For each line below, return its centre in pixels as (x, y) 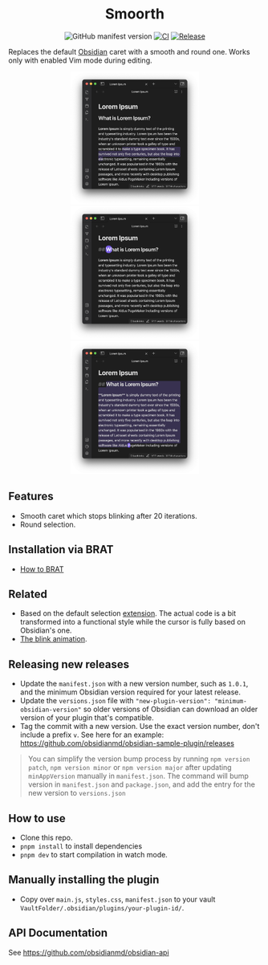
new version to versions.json (77, 793)
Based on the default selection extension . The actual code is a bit (128, 613)
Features (31, 497)
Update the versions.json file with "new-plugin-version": (115, 701)
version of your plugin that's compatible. (87, 718)
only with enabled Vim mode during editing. (80, 60)
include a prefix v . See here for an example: (92, 735)
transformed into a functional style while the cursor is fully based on (133, 622)
